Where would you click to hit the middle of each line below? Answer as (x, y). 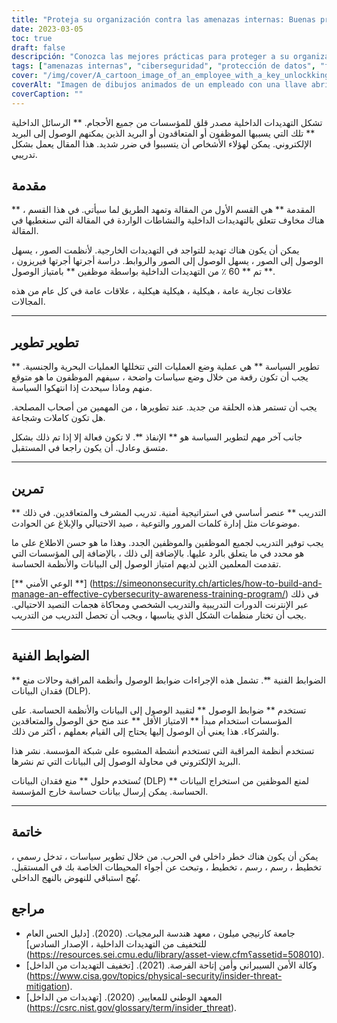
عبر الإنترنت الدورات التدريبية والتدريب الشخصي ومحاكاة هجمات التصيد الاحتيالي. (160, 605)
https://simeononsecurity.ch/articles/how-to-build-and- (207, 583)
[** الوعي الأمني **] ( (52, 583)
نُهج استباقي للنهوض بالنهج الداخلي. (76, 877)
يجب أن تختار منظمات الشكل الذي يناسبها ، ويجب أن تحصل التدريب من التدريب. (159, 615)
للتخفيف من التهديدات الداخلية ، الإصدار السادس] (116, 943)
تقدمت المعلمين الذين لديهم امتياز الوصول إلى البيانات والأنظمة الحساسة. (146, 564)
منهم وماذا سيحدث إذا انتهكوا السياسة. (82, 388)
